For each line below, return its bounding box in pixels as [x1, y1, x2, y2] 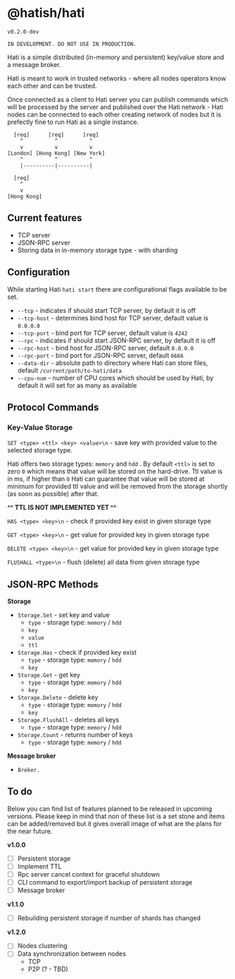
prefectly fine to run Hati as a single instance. [7, 118, 139, 126]
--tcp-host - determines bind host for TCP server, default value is [17, 314, 209, 322]
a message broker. [7, 60, 61, 68]
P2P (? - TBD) [27, 965, 68, 973]
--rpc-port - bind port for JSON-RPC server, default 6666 [17, 351, 184, 359]
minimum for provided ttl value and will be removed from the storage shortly [7, 482, 228, 491]
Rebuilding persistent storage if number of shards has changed [17, 914, 201, 923]
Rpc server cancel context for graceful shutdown [17, 870, 160, 878]
